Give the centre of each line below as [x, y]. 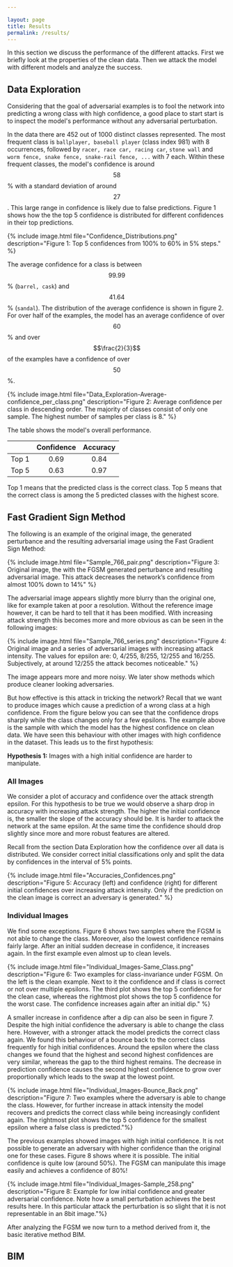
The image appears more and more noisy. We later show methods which [111, 677]
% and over [24, 337]
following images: [32, 628]
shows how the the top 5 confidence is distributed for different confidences [115, 215]
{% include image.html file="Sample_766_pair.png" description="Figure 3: [113, 562]
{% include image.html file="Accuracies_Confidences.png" [91, 876]
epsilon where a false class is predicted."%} [70, 1127]
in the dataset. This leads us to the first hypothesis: [81, 742]
